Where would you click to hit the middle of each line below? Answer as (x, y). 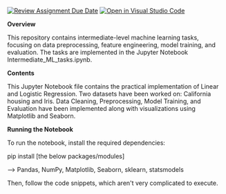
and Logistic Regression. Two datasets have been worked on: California (109, 94)
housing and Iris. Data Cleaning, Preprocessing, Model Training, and (104, 101)
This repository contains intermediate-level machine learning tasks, (103, 37)
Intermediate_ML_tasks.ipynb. (50, 60)
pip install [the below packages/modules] (66, 156)
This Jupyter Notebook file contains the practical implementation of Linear (113, 86)
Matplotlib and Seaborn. (41, 116)
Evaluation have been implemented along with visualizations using (101, 108)
